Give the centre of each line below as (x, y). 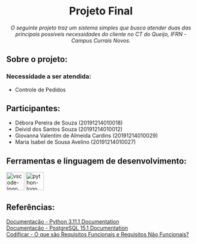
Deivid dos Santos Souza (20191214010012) (69, 129)
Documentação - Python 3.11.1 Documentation (63, 222)
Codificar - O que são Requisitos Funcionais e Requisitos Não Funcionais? (98, 234)
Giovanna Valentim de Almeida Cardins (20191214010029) (86, 136)
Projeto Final (101, 11)
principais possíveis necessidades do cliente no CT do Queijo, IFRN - (101, 34)
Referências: (31, 207)
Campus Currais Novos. (101, 40)
